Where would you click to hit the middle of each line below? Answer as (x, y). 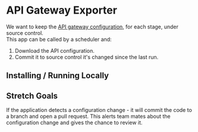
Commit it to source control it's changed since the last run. (87, 57)
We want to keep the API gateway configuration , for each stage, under (92, 27)
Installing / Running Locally (57, 75)
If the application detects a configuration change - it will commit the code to (99, 110)
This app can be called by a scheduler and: (59, 39)
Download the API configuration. (55, 50)
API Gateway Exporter (62, 10)
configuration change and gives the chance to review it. (74, 123)
